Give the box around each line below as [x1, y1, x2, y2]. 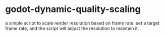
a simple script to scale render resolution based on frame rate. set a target [5, 20, 160, 26]
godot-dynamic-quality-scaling [5, 3, 141, 15]
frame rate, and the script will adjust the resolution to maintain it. [5, 25, 139, 31]
